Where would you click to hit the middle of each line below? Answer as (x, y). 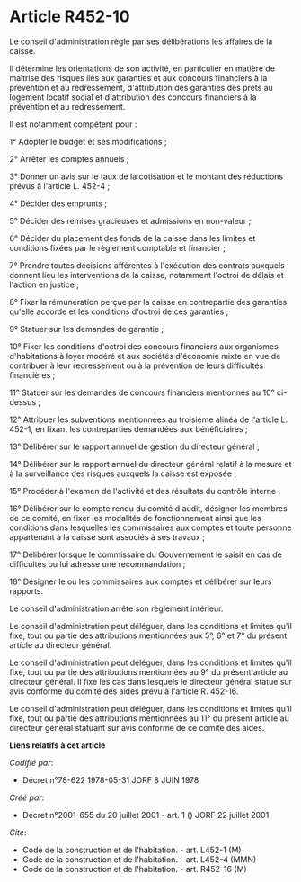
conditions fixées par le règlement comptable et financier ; (118, 247)
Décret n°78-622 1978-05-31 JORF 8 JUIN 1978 (111, 779)
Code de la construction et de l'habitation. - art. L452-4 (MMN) (139, 859)
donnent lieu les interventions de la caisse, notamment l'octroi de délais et (147, 274)
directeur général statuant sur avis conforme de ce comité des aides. (137, 727)
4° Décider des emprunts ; (58, 203)
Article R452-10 (70, 17)
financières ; (32, 374)
